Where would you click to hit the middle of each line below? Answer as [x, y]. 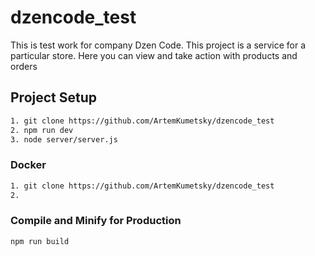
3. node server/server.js [64, 139]
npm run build [40, 241]
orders [24, 66]
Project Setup [54, 97]
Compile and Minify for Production [96, 221]
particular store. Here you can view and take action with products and [154, 55]
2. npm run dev [42, 130]
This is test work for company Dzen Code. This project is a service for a [158, 45]
